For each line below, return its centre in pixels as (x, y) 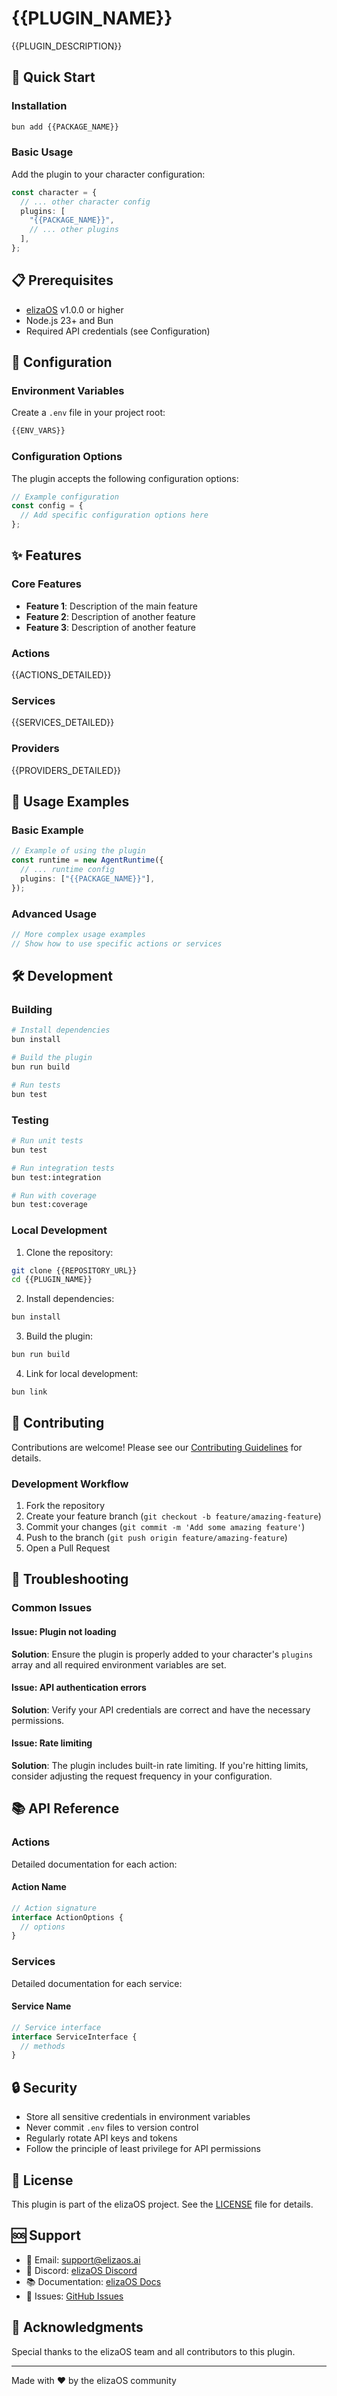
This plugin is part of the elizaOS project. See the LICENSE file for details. (162, 2204)
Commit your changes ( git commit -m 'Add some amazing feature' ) (165, 1527)
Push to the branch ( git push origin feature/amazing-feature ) (156, 1538)
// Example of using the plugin (78, 851)
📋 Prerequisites (62, 280)
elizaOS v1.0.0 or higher (74, 309)
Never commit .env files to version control (112, 2128)
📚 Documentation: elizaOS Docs (93, 2281)
